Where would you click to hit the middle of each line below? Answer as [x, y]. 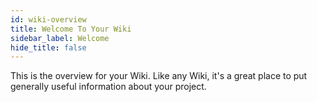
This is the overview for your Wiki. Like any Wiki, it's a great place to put [159, 76]
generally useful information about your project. [108, 87]
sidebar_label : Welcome [60, 38]
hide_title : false [48, 47]
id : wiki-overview [48, 19]
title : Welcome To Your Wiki [71, 29]
